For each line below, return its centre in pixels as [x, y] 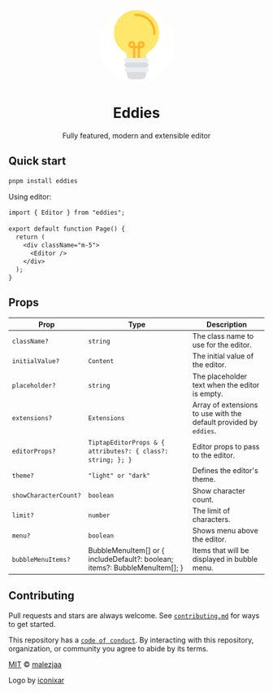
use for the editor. [222, 345]
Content [101, 361]
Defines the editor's [225, 471]
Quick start [37, 161]
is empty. [208, 393]
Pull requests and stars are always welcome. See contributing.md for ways [134, 615]
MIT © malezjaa [35, 664]
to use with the [217, 413]
